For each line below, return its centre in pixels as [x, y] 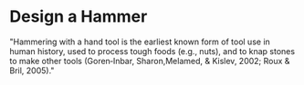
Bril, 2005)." [32, 71]
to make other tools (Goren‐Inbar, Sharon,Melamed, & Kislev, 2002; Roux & [150, 61]
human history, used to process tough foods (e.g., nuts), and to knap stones [152, 51]
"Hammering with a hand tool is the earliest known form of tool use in [140, 42]
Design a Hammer [79, 17]
